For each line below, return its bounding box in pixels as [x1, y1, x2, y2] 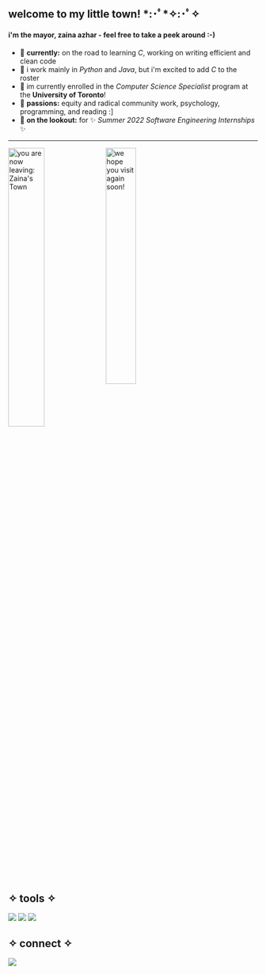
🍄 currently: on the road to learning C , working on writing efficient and [19, 48, 251, 57]
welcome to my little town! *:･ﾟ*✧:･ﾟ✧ [8, 7, 200, 21]
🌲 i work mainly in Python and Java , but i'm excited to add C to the [19, 64, 237, 74]
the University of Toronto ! [19, 89, 107, 99]
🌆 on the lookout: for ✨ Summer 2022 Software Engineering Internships [19, 115, 255, 124]
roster [19, 73, 40, 82]
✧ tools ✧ [8, 892, 56, 905]
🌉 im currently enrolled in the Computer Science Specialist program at [19, 82, 249, 91]
